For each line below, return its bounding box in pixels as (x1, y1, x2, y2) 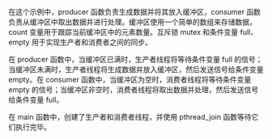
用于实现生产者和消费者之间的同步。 (31, 37, 152, 47)
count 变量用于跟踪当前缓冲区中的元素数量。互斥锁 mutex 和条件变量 (8, 27, 239, 36)
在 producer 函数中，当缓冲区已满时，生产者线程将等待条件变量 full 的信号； (8, 55, 263, 64)
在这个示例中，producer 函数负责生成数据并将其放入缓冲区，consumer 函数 (8, 7, 261, 16)
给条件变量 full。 (8, 95, 64, 104)
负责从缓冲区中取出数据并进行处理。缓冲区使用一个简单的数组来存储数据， (8, 17, 257, 27)
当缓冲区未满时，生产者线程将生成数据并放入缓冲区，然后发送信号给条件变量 (8, 65, 264, 74)
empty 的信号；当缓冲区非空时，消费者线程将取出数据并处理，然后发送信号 (8, 85, 259, 95)
